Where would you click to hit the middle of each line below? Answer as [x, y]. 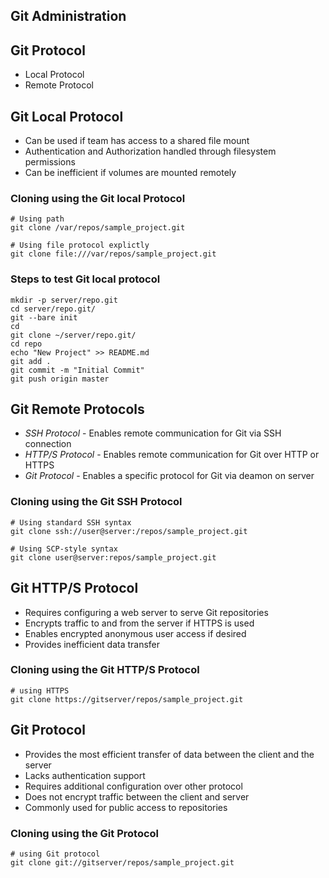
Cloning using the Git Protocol [85, 833]
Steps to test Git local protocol [85, 279]
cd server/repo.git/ [53, 309]
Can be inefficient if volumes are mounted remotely [130, 173]
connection [48, 444]
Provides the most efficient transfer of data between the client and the [169, 754]
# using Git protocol [55, 854]
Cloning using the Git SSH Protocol [96, 502]
